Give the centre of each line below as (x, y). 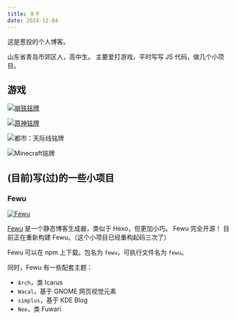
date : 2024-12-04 (33, 21)
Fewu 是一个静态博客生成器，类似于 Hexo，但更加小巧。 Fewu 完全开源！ (114, 228)
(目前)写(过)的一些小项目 (61, 178)
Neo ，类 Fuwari (39, 309)
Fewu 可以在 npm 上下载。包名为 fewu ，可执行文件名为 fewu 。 (98, 252)
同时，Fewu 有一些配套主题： (50, 267)
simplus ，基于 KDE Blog (53, 300)
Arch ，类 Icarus (40, 282)
